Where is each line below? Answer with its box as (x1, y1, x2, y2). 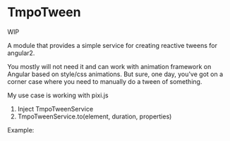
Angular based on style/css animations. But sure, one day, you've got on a (7, 70, 224, 78)
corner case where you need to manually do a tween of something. (7, 77, 202, 85)
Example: (7, 125, 35, 134)
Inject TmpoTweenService (17, 104, 94, 113)
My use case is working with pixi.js (7, 91, 109, 99)
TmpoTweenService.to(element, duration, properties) (17, 112, 172, 121)
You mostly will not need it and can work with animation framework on (7, 62, 212, 70)
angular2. (7, 49, 35, 57)
